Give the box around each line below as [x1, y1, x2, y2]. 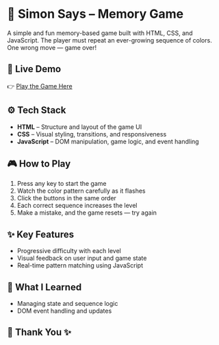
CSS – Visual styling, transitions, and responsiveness [16, 130, 167, 138]
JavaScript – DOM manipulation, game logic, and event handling [16, 137, 200, 145]
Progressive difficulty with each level [16, 247, 121, 255]
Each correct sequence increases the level [16, 202, 138, 210]
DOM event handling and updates [16, 307, 112, 315]
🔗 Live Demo [7, 63, 62, 75]
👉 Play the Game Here [7, 82, 73, 90]
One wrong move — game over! [7, 43, 97, 51]
